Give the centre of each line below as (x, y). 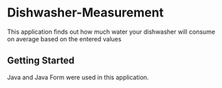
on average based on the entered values (64, 38)
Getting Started (41, 61)
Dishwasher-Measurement (85, 13)
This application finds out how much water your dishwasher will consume (111, 32)
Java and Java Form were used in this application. (78, 77)
